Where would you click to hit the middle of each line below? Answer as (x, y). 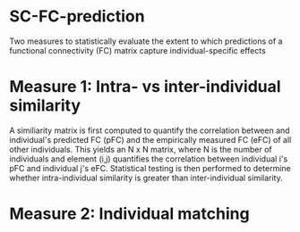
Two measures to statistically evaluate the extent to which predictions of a (146, 41)
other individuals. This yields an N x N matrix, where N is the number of (141, 149)
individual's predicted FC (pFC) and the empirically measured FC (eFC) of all (150, 139)
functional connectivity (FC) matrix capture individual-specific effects (137, 50)
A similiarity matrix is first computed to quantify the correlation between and (150, 130)
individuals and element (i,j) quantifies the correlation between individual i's (149, 159)
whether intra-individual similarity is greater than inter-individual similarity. (146, 178)
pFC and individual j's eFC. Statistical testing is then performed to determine (150, 168)
